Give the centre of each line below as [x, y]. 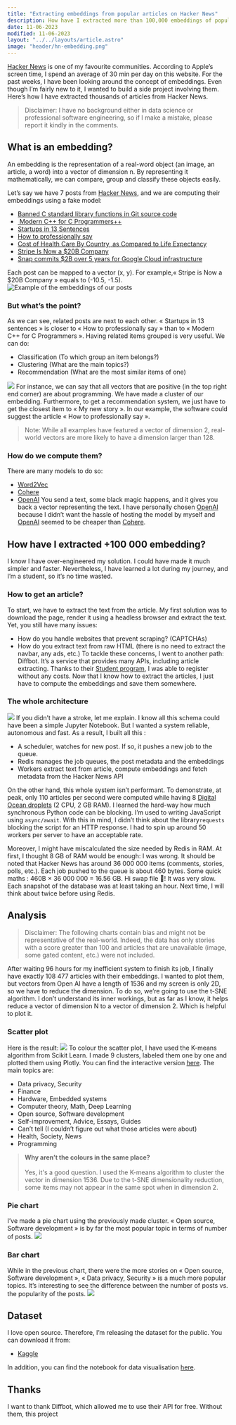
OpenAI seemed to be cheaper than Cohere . [81, 522]
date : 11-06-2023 [33, 27]
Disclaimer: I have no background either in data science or [109, 110]
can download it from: [39, 1340]
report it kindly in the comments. [71, 125]
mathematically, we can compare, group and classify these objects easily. [114, 179]
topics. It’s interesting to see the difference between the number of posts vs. [118, 1285]
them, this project [33, 1414]
